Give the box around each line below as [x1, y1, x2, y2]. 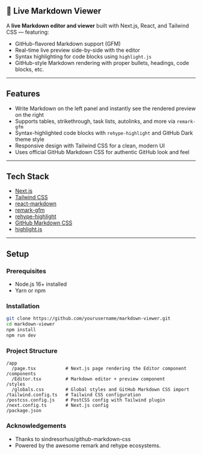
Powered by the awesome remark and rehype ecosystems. [14, 442, 161, 449]
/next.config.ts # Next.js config [6, 403, 109, 409]
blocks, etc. [14, 66, 44, 73]
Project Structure [6, 347, 58, 355]
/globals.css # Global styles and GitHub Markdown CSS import [11, 386, 189, 393]
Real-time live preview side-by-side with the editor [14, 46, 140, 54]
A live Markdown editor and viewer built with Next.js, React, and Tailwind [6, 22, 189, 29]
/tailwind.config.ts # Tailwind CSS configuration [6, 392, 141, 398]
